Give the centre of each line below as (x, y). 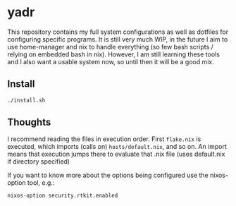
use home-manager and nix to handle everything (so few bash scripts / (110, 47)
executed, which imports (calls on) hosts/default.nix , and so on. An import (117, 147)
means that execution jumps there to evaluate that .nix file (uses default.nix (116, 154)
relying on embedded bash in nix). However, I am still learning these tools (114, 54)
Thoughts (29, 122)
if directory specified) (39, 162)
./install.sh (26, 100)
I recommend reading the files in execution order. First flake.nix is (104, 139)
